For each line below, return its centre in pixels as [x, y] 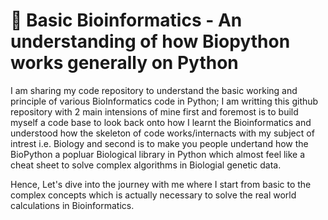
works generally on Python [124, 63]
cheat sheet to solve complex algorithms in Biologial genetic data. [146, 165]
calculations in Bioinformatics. [72, 205]
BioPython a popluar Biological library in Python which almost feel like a [158, 154]
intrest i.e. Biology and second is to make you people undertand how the [159, 143]
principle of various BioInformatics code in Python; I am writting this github [164, 101]
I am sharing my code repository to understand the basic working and [154, 90]
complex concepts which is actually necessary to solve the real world [153, 195]
